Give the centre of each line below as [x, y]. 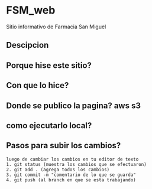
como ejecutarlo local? [49, 126]
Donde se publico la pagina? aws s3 [73, 105]
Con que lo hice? [38, 85]
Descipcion [28, 45]
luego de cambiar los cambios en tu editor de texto [72, 159]
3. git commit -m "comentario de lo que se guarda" [71, 175]
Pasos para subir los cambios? [64, 146]
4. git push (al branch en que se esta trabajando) [71, 180]
